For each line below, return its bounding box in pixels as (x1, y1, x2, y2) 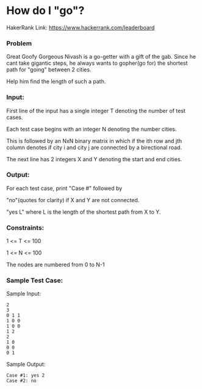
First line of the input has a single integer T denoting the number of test (6, 107, 186, 114)
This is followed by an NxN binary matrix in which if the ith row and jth (6, 137, 182, 144)
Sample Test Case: (6, 276, 63, 285)
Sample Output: (6, 361, 46, 368)
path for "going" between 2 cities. (6, 66, 92, 73)
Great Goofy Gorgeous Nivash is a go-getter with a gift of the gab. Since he (6, 53, 197, 60)
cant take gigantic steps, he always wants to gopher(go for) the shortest (6, 59, 188, 67)
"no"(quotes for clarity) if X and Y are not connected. (6, 196, 140, 203)
